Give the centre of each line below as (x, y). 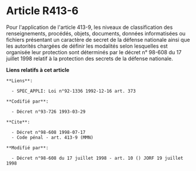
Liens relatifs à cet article (38, 70)
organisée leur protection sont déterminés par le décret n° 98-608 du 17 (94, 52)
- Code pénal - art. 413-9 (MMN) (53, 137)
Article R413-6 (42, 11)
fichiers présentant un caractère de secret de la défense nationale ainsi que (98, 40)
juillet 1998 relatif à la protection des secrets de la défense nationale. (89, 58)
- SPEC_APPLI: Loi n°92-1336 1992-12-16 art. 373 (73, 91)
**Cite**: (18, 122)
